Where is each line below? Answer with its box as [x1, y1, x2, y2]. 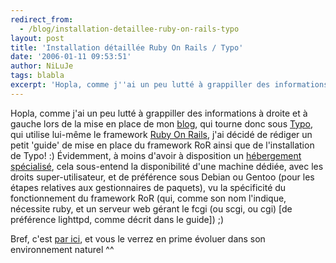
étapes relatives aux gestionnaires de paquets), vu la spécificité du [10, 181, 287, 193]
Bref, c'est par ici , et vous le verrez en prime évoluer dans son [10, 232, 266, 245]
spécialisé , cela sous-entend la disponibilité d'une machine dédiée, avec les [10, 160, 324, 172]
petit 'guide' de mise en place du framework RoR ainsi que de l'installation [10, 139, 315, 151]
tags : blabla [10, 71, 65, 81]
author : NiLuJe [10, 61, 74, 71]
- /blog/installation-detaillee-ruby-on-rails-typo [19, 24, 240, 34]
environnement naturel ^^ [10, 243, 115, 255]
